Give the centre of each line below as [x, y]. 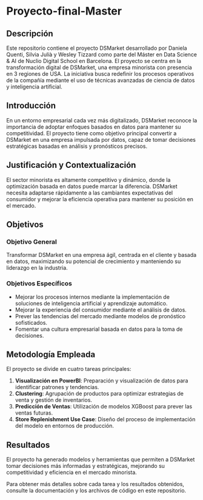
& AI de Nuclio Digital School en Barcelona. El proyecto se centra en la [94, 61]
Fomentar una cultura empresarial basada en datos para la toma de [99, 329]
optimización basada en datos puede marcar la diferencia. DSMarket [92, 186]
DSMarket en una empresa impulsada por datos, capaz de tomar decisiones [101, 139]
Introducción [31, 106]
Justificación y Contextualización [71, 165]
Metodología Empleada [51, 355]
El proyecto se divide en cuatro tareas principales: [69, 369]
